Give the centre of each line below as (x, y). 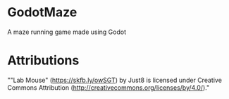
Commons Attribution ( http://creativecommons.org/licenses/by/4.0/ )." (109, 87)
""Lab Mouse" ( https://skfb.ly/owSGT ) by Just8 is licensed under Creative (114, 80)
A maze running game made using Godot (67, 32)
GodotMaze (42, 12)
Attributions (43, 60)
